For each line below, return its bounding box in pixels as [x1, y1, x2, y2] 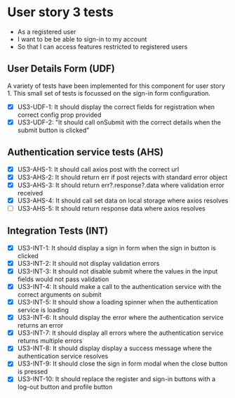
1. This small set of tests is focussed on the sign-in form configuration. [7, 89, 210, 97]
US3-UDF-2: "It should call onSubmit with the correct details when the [17, 117, 221, 127]
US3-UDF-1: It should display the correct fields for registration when [17, 103, 215, 111]
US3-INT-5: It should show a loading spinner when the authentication [17, 298, 218, 307]
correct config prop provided [17, 110, 102, 119]
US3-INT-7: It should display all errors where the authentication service [17, 328, 224, 338]
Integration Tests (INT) [7, 225, 109, 237]
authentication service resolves [17, 352, 109, 361]
